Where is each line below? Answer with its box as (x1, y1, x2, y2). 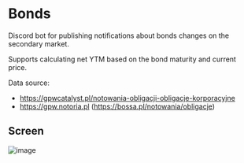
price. (8, 62, 28, 72)
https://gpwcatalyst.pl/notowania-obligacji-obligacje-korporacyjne (19, 93, 236, 102)
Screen (8, 124, 45, 138)
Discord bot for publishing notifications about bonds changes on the (8, 31, 230, 40)
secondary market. (8, 39, 69, 48)
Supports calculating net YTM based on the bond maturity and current (8, 54, 236, 64)
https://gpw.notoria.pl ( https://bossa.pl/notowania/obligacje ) (19, 102, 215, 111)
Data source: (8, 78, 50, 87)
